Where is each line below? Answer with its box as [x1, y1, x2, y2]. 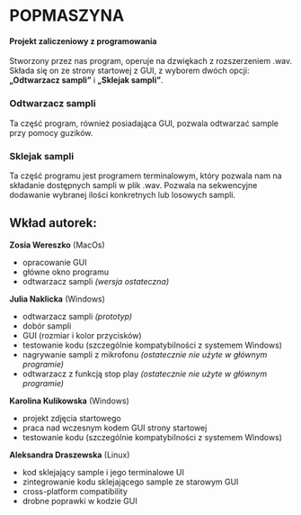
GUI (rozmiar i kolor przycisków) [22, 330, 142, 340]
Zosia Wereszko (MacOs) [9, 239, 105, 250]
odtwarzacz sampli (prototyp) [22, 311, 133, 321]
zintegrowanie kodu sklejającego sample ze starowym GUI [22, 476, 239, 487]
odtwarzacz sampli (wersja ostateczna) [22, 276, 170, 286]
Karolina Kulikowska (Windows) [9, 395, 130, 406]
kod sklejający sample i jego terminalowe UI [22, 466, 185, 477]
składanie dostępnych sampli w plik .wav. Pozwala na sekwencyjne [9, 179, 258, 190]
